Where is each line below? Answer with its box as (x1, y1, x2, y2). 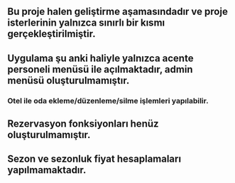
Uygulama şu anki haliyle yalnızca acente (7, 52, 194, 64)
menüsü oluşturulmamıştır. (7, 74, 130, 86)
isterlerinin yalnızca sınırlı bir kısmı (7, 17, 165, 29)
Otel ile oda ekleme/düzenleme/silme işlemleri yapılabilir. (7, 95, 209, 105)
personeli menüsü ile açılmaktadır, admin (7, 63, 193, 75)
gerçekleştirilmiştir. (7, 28, 96, 40)
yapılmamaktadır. (7, 164, 87, 177)
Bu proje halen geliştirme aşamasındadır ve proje (7, 6, 229, 18)
